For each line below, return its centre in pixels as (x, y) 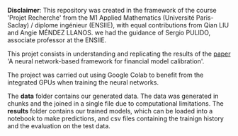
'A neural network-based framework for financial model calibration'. (106, 61)
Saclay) (18, 25)
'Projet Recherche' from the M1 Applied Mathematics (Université (101, 18)
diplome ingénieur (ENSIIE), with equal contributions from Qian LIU (132, 25)
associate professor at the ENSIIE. (57, 40)
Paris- (205, 18)
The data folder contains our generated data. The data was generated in (113, 96)
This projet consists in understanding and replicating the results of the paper (119, 54)
